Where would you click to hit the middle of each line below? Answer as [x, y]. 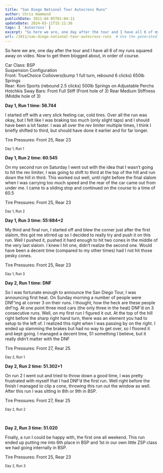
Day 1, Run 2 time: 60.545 [32, 158]
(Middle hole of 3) [23, 96]
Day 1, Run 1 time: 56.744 [31, 105]
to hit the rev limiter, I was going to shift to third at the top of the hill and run [80, 172]
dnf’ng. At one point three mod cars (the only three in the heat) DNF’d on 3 [80, 308]
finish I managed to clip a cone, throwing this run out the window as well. [78, 386]
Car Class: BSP [20, 65]
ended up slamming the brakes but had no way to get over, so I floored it [78, 328]
